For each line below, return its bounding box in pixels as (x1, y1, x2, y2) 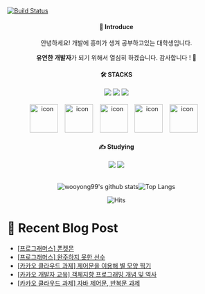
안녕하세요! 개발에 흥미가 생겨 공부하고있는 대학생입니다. (40, 39, 193, 47)
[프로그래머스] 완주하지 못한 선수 (17, 252, 106, 261)
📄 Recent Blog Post (7, 220, 118, 236)
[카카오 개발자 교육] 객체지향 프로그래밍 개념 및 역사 (17, 270, 157, 278)
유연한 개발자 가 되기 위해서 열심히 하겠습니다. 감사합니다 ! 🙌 (35, 54, 197, 62)
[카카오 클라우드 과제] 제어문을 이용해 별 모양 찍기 (17, 261, 152, 270)
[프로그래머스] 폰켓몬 (17, 244, 74, 252)
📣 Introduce (99, 22, 134, 31)
